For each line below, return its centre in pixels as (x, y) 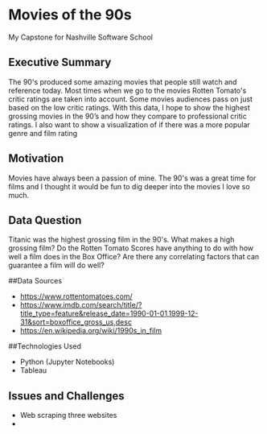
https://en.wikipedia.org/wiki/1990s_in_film (91, 331)
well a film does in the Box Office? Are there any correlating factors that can (134, 257)
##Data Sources (35, 281)
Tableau (33, 370)
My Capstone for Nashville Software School (80, 37)
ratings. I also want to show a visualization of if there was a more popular (129, 124)
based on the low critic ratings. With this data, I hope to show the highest (129, 107)
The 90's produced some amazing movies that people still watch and (123, 81)
